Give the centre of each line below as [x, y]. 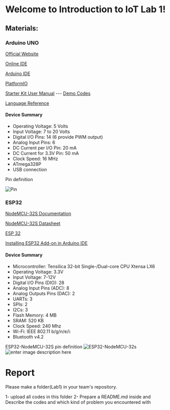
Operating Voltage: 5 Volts [40, 126]
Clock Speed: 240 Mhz [37, 326]
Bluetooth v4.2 [28, 337]
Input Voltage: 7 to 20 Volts [41, 132]
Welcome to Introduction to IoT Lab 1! [86, 9]
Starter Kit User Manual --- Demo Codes [48, 93]
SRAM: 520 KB [28, 320]
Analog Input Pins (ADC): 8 [41, 288]
